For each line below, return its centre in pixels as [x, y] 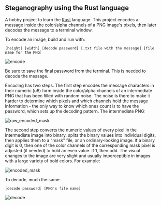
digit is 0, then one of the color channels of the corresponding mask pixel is [80, 145]
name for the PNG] [23, 52]
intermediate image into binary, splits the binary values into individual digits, [80, 135]
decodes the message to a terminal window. [49, 30]
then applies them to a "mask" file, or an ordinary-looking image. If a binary [80, 140]
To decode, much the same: [33, 179]
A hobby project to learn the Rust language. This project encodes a [72, 19]
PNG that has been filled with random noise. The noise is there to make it [78, 95]
